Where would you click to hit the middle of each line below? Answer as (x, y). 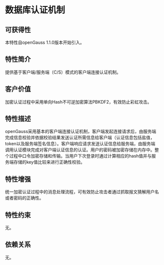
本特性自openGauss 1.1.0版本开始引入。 (45, 42)
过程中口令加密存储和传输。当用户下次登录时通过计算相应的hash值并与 (80, 156)
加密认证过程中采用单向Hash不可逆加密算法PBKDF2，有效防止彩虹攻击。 (79, 102)
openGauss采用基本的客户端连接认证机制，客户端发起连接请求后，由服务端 (81, 132)
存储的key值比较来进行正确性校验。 (49, 162)
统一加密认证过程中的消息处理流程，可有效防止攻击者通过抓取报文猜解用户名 (82, 192)
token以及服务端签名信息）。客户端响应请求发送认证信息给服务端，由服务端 (80, 144)
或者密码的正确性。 (24, 198)
